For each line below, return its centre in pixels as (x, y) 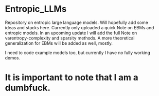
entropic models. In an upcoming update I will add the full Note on (71, 33)
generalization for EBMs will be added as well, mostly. (59, 43)
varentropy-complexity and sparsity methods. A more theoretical (70, 38)
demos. (13, 58)
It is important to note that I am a (72, 78)
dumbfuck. (28, 88)
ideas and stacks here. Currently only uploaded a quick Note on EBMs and (79, 27)
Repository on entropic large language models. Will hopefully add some (77, 22)
